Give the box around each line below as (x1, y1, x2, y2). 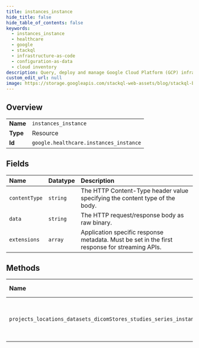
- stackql (11, 48, 36, 53)
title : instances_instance (6, 8, 73, 15)
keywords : (6, 25, 31, 31)
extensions (9, 236, 40, 243)
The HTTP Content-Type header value (81, 186, 188, 195)
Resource (31, 129, 59, 137)
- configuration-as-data (11, 58, 73, 64)
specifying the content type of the (81, 194, 176, 202)
